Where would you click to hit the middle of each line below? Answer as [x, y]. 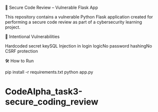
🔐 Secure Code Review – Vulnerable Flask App [52, 8]
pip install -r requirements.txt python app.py [49, 72]
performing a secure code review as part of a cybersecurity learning [74, 22]
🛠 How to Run [19, 61]
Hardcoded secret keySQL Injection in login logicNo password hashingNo [79, 46]
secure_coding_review [52, 102]
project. [13, 27]
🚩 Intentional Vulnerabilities [32, 37]
